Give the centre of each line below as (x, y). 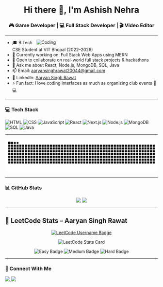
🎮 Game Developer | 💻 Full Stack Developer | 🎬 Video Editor (81, 25)
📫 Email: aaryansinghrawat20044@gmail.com (59, 71)
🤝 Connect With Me (28, 269)
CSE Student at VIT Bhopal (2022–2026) (52, 50)
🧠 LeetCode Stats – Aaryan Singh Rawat (66, 221)
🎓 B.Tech (22, 43)
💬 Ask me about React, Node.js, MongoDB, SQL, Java (65, 65)
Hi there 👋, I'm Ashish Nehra (81, 10)
